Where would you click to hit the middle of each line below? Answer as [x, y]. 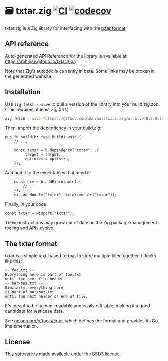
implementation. [22, 326]
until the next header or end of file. [47, 297]
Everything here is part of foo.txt [43, 275]
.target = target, [42, 155]
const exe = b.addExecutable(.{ [48, 182]
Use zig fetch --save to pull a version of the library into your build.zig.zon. [83, 104]
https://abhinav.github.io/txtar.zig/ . [41, 61]
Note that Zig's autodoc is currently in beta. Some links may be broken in [80, 71]
